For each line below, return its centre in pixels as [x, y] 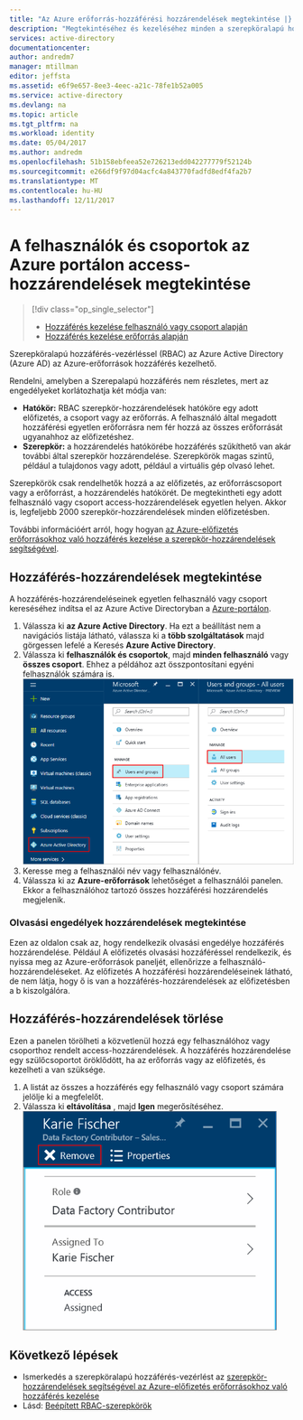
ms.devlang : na [38, 105]
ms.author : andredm [46, 153]
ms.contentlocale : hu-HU [56, 191]
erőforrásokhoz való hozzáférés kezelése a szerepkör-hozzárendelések [143, 539]
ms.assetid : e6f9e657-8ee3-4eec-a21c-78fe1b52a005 [106, 86]
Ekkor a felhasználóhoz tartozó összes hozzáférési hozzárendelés [145, 890]
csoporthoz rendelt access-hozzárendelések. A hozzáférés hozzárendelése [150, 1050]
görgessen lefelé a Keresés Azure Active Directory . [119, 645]
